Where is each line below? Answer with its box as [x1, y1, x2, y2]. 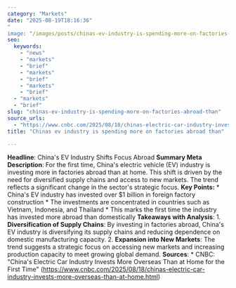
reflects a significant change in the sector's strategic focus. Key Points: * [7, 183, 220, 192]
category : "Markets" [7, 10, 68, 18]
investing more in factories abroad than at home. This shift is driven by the [7, 168, 223, 176]
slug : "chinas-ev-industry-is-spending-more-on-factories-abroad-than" [7, 108, 221, 115]
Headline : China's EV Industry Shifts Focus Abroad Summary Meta [7, 153, 202, 162]
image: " [7, 30, 33, 37]
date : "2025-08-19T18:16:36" [7, 17, 93, 24]
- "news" [20, 50, 46, 57]
